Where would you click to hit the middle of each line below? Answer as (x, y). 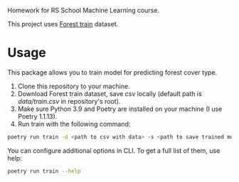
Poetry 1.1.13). (37, 116)
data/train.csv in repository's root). (69, 101)
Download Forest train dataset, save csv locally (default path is (110, 93)
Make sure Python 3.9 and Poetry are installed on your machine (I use (120, 109)
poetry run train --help (44, 171)
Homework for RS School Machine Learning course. (84, 10)
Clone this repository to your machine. (74, 86)
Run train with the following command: (74, 124)
